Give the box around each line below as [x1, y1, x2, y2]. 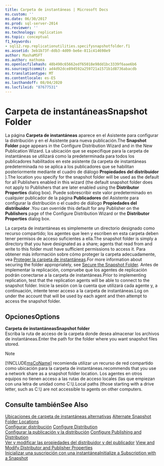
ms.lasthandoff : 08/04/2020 [5, 80, 63, 85]
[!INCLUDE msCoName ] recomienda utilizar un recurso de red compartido [5, 360, 153, 366]
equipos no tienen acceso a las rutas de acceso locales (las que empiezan [5, 376, 155, 382]
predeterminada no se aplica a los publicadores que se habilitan [5, 164, 134, 170]
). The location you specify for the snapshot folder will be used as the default [5, 174, 159, 180]
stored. [5, 341, 20, 347]
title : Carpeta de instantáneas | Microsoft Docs [5, 7, 109, 12]
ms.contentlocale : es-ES [5, 76, 56, 80]
